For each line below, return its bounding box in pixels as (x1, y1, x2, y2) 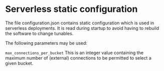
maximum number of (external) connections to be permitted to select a (5, 55, 151, 61)
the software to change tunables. (5, 30, 74, 36)
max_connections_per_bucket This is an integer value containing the (5, 50, 144, 56)
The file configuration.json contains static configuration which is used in (5, 20, 154, 26)
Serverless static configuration (5, 3, 138, 15)
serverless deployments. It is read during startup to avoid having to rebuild (5, 25, 159, 31)
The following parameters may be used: (5, 40, 88, 46)
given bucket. (5, 60, 34, 66)
